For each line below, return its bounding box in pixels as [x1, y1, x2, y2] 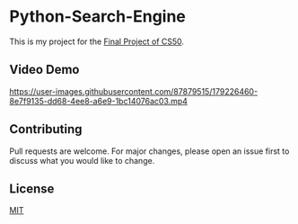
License [9, 181, 55, 196]
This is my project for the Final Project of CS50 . [9, 36, 185, 47]
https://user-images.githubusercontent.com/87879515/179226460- [9, 85, 259, 96]
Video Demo [9, 62, 80, 77]
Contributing [9, 121, 83, 137]
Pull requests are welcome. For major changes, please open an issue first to [9, 146, 290, 157]
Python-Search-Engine [9, 6, 187, 27]
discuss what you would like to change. [9, 155, 155, 166]
